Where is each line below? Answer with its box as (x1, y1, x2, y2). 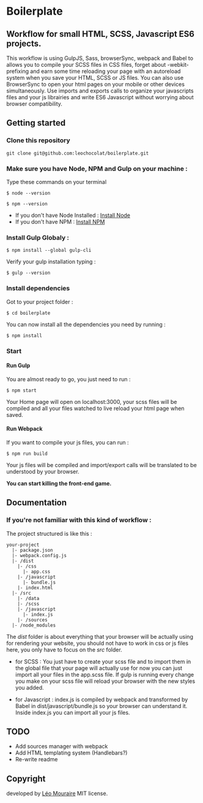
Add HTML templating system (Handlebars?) (15, 749, 128, 756)
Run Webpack (6, 425, 43, 433)
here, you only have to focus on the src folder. (6, 645, 122, 653)
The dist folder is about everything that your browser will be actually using (6, 633, 194, 640)
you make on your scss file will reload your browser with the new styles (15, 677, 196, 685)
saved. (6, 411, 23, 418)
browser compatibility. (6, 100, 63, 107)
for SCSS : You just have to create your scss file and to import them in (15, 658, 191, 665)
